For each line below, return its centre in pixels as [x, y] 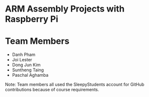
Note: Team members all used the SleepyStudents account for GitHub [75, 84]
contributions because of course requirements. [52, 90]
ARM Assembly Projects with [65, 9]
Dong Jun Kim [26, 65]
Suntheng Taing [28, 70]
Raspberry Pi [32, 19]
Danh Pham [24, 55]
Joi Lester [22, 60]
